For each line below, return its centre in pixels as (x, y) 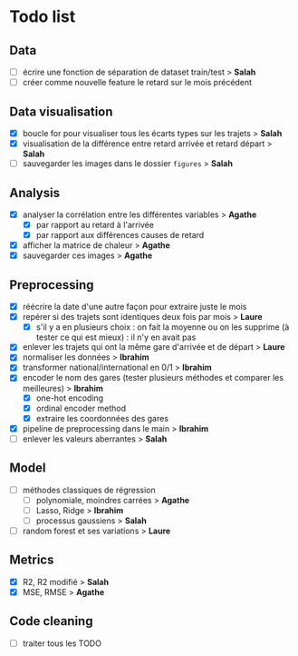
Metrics (32, 560)
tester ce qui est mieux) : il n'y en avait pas (116, 337)
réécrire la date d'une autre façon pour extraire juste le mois (135, 307)
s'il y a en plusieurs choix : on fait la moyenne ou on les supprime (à (163, 327)
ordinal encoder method (81, 408)
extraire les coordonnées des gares (102, 418)
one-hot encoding (70, 398)
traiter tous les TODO (62, 643)
